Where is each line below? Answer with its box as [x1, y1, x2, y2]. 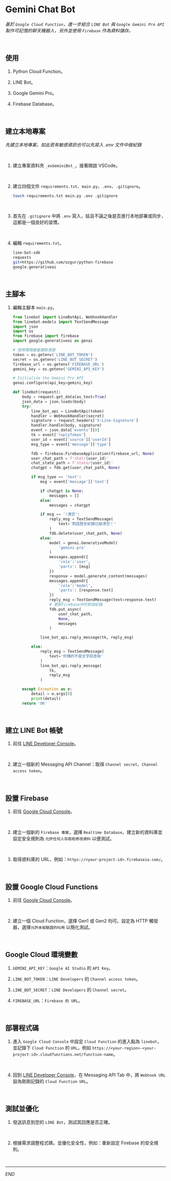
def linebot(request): [12, 389, 61, 395]
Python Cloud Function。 [12, 68, 66, 75]
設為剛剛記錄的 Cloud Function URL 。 [12, 1078, 91, 1084]
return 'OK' [22, 701, 47, 706]
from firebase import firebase [12, 333, 79, 339]
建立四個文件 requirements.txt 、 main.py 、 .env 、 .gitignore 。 [12, 183, 144, 189]
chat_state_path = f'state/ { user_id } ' [31, 460, 113, 465]
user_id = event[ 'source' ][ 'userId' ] [31, 437, 111, 442]
